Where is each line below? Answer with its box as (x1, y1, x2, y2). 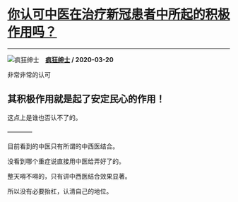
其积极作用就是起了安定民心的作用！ (7, 93, 165, 105)
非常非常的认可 (7, 70, 51, 78)
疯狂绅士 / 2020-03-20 (45, 55, 114, 64)
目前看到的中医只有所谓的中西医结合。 (7, 142, 119, 150)
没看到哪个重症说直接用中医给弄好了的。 (7, 157, 125, 165)
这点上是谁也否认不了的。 (7, 113, 82, 121)
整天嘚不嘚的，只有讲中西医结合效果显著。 (7, 172, 131, 180)
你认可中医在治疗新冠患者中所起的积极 (7, 6, 231, 23)
